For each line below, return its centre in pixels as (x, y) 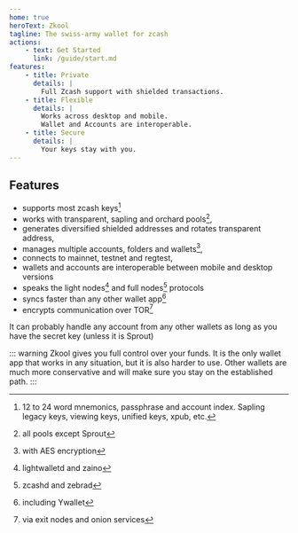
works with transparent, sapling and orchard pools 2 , (117, 218)
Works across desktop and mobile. (105, 116)
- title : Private (57, 75)
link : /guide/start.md (74, 59)
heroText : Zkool (39, 26)
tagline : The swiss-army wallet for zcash (89, 34)
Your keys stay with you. (89, 149)
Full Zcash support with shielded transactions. (133, 91)
